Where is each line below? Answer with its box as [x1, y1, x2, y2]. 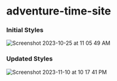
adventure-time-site [6, 4, 111, 18]
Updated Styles [6, 54, 53, 63]
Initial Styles [6, 26, 44, 34]
